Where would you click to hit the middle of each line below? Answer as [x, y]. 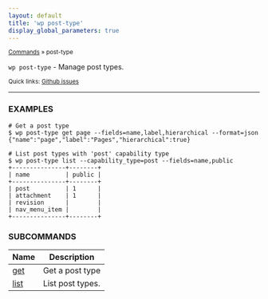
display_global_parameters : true [64, 30]
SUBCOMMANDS [42, 236]
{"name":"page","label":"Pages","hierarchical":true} [100, 140]
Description [72, 257]
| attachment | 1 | [55, 195]
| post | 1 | [55, 188]
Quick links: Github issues [44, 82]
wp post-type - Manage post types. [66, 67]
